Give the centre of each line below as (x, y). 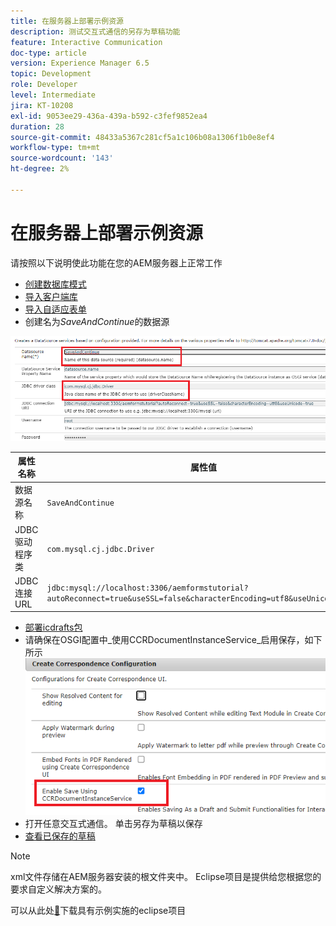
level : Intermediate (53, 95)
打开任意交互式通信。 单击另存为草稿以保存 (113, 823)
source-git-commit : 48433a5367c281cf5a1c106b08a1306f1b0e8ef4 (142, 137)
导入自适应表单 (55, 309)
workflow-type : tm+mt (55, 148)
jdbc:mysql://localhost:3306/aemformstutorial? (147, 588)
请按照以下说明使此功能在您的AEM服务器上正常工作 (116, 262)
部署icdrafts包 (53, 627)
